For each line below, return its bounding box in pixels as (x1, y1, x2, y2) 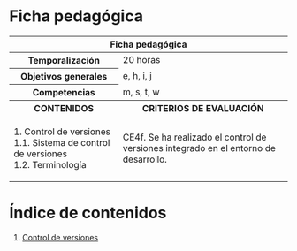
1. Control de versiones (13, 125, 111, 138)
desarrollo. (122, 153, 168, 165)
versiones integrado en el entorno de (122, 141, 276, 154)
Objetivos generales (20, 70, 108, 82)
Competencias (32, 86, 95, 98)
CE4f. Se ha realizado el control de (122, 131, 267, 143)
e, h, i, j (122, 69, 152, 81)
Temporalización (27, 54, 100, 66)
